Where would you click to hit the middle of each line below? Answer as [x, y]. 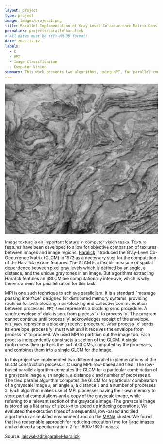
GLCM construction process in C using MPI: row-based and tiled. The [74, 364]
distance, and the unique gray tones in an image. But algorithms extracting [80, 273]
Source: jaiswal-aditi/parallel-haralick [42, 436]
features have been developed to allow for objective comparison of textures [81, 247]
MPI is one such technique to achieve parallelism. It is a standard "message [81, 293]
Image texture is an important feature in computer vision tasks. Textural [76, 242]
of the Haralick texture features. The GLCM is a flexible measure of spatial [79, 262]
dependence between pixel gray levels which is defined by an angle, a [75, 268]
